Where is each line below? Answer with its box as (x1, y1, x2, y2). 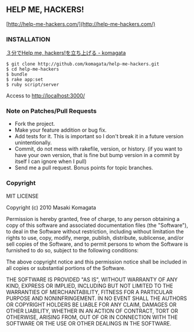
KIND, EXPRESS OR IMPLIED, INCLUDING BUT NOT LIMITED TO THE (6, 282, 173, 289)
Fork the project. (14, 121, 55, 128)
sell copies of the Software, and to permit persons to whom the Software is (6, 240, 189, 248)
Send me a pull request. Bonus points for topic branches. (14, 164, 153, 171)
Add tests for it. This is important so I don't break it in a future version (14, 133, 184, 140)
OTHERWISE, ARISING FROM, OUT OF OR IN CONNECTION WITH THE (6, 313, 178, 321)
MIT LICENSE (6, 192, 39, 200)
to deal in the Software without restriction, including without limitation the (6, 227, 184, 235)
